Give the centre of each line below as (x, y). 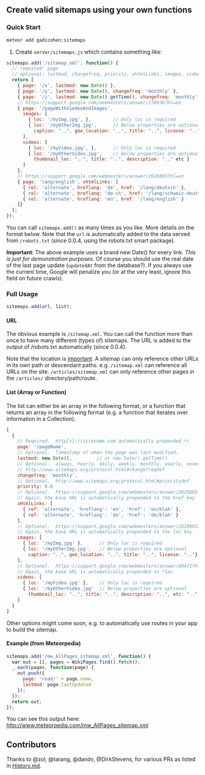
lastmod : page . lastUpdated (57, 685)
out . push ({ (31, 673)
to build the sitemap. (32, 629)
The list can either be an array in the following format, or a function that (96, 405)
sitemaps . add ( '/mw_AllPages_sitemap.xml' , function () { (79, 656)
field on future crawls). (35, 278)
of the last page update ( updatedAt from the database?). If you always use (99, 265)
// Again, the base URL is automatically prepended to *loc (95, 572)
